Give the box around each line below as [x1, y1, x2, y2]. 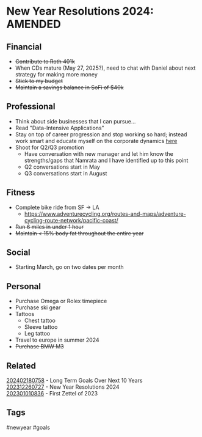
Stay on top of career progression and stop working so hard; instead [15, 130, 187, 138]
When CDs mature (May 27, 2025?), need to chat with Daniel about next [15, 64, 196, 72]
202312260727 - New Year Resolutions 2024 [6, 383, 120, 391]
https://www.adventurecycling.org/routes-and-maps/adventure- [24, 210, 186, 218]
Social [6, 248, 31, 258]
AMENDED [6, 17, 61, 31]
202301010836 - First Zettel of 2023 [6, 390, 98, 397]
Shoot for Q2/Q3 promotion [15, 144, 84, 151]
